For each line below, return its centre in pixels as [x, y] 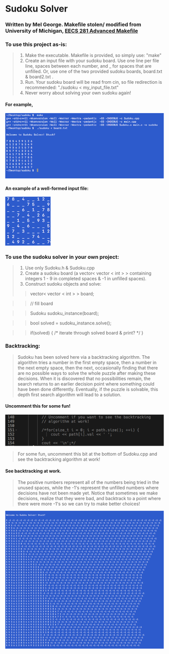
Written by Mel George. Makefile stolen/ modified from [73, 25]
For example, [19, 104]
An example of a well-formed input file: [47, 188]
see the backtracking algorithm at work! [59, 459]
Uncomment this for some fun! [38, 406]
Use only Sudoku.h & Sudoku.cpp [60, 268]
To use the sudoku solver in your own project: [62, 257]
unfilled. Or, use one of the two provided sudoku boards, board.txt [94, 72]
